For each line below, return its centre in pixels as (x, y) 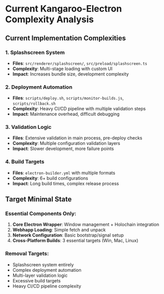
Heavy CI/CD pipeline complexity (47, 286)
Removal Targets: (27, 254)
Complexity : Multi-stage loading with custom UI (62, 68)
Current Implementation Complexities (66, 38)
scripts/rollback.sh (34, 104)
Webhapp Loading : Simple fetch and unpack (59, 230)
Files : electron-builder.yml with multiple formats (64, 173)
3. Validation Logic (28, 127)
